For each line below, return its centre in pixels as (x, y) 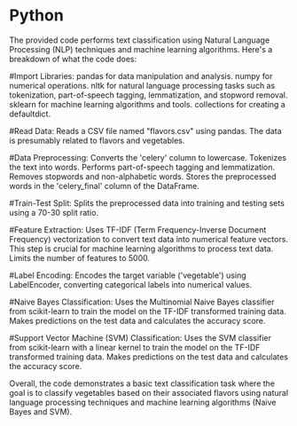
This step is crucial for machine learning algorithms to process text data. (141, 248)
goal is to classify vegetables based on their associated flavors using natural (149, 392)
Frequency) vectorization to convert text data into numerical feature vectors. (148, 239)
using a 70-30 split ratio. (54, 212)
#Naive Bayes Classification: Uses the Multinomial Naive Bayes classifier (142, 302)
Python (36, 16)
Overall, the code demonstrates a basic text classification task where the (142, 383)
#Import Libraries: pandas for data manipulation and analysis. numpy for (141, 75)
